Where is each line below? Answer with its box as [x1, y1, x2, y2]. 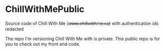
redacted [5, 26, 24, 32]
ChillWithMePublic [5, 3, 84, 15]
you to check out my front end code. [5, 41, 80, 47]
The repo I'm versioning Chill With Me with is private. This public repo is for [5, 35, 160, 41]
